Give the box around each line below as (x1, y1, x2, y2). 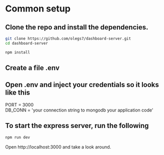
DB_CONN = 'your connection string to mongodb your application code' (5, 107, 153, 113)
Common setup (5, 3, 71, 14)
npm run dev (5, 134, 30, 140)
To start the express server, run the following (5, 121, 149, 130)
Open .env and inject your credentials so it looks (5, 80, 159, 89)
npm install (5, 49, 30, 55)
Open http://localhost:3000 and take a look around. (5, 143, 111, 150)
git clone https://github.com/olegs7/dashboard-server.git (5, 36, 131, 41)
